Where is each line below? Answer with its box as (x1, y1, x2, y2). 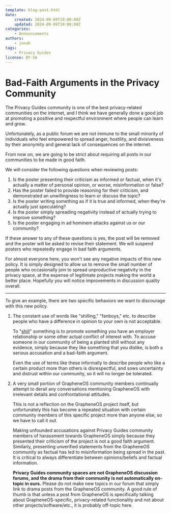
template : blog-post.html (5, 7, 60, 13)
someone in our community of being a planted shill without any (12, 339, 145, 345)
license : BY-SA (5, 55, 38, 60)
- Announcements (14, 31, 49, 36)
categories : (5, 27, 31, 32)
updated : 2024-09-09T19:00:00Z (14, 21, 81, 27)
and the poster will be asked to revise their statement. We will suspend (5, 241, 154, 247)
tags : (5, 45, 17, 50)
